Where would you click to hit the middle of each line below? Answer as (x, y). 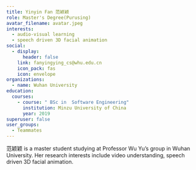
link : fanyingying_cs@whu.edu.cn (60, 63)
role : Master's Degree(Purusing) (49, 18)
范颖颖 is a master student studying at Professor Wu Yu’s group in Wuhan (98, 148)
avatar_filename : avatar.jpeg (45, 23)
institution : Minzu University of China (74, 108)
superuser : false (28, 119)
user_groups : (23, 125)
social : (16, 46)
